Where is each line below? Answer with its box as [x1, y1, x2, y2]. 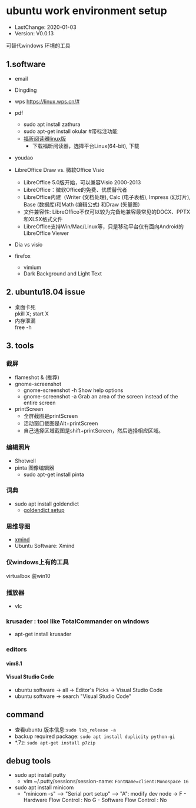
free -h [14, 324, 32, 331]
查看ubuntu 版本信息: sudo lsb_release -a [14, 726, 117, 733]
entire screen [23, 399, 56, 407]
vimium [23, 264, 42, 271]
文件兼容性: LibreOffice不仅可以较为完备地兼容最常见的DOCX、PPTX [23, 208, 190, 215]
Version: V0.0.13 [14, 29, 54, 36]
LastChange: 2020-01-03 [14, 24, 77, 31]
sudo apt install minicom [14, 784, 74, 791]
